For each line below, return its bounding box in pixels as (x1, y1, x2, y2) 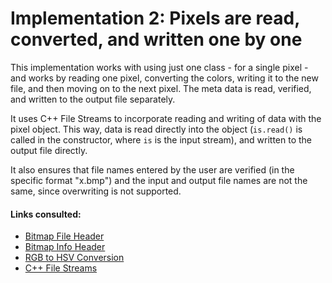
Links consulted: (10, 208, 82, 220)
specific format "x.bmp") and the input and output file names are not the (10, 174, 308, 186)
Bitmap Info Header (24, 241, 106, 253)
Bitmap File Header (24, 230, 105, 242)
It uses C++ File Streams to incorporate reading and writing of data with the (10, 112, 322, 124)
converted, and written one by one (10, 28, 303, 51)
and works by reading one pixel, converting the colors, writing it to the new (10, 72, 319, 84)
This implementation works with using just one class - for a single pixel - (10, 61, 309, 73)
